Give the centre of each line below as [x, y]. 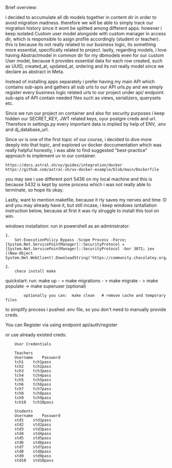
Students [24, 411]
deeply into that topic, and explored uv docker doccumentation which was [84, 145]
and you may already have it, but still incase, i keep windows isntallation [81, 205]
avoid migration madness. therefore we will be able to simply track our [79, 23]
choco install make [35, 271]
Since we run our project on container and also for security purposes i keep [85, 113]
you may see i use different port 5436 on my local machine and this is [79, 179]
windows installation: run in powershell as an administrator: [68, 226]
